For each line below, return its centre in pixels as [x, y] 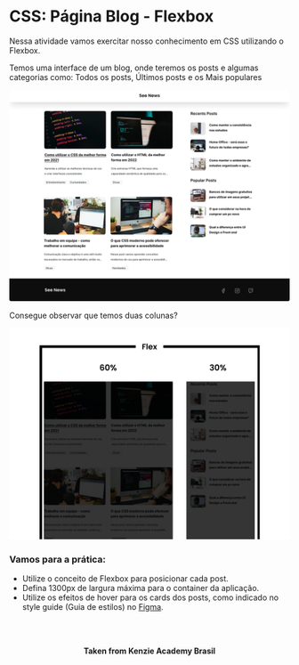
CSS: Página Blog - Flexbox [112, 16]
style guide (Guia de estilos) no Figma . [93, 607]
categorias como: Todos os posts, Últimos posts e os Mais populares [136, 77]
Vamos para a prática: [58, 559]
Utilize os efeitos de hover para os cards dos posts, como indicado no [150, 597]
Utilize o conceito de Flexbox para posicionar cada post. [125, 579]
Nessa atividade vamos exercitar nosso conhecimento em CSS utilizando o [147, 41]
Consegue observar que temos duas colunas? [93, 315]
